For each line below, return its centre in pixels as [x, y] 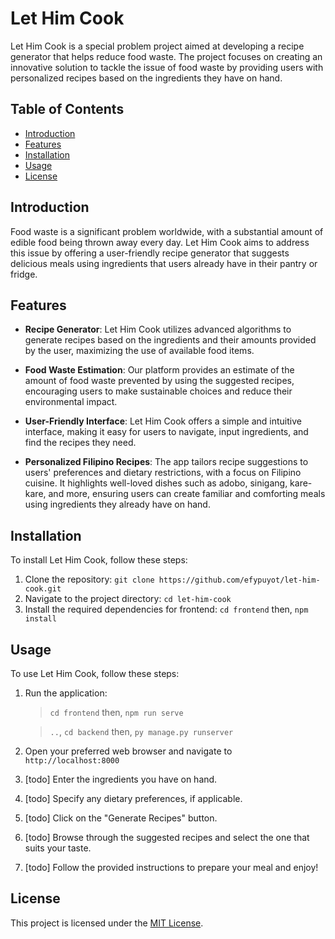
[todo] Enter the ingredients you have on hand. [121, 779]
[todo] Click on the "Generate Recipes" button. [121, 818]
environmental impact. [71, 402]
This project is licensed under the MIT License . [107, 923]
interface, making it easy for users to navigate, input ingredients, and [166, 432]
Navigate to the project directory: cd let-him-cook [128, 599]
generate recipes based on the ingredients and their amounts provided [170, 340]
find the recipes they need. [80, 443]
